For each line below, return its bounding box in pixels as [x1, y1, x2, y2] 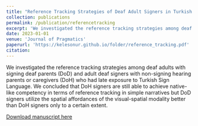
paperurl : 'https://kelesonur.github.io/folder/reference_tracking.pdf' [6, 42, 190, 48]
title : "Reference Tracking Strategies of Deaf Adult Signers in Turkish [6, 8, 193, 15]
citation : [6, 48, 31, 53]
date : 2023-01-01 [6, 31, 49, 37]
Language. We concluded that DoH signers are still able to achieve [6, 83, 169, 90]
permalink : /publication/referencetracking [6, 20, 116, 26]
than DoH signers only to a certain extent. [6, 102, 108, 109]
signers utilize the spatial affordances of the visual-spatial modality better [6, 95, 186, 102]
